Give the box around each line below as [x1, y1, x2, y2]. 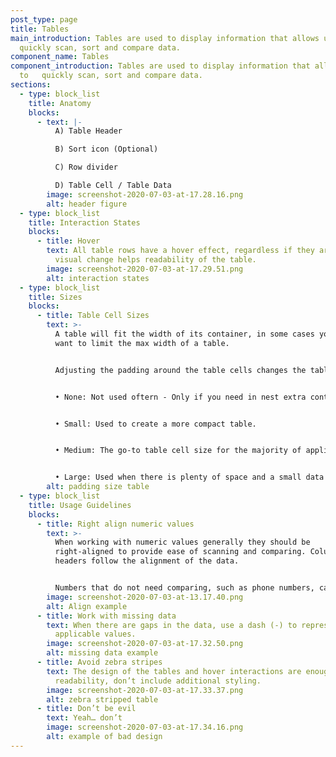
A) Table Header [54, 126, 123, 136]
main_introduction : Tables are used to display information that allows [10, 33, 320, 43]
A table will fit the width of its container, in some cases [54, 329, 315, 339]
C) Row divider [54, 162, 118, 173]
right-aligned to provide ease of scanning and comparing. [54, 547, 307, 557]
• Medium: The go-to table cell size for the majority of [54, 446, 302, 456]
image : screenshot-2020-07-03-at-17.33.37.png [46, 685, 244, 695]
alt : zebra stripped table [46, 694, 159, 705]
